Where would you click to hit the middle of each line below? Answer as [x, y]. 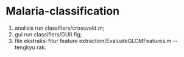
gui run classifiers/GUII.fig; [48, 34]
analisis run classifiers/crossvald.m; [59, 28]
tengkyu [25, 47]
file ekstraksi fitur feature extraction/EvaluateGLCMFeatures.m [93, 41]
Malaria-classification [63, 11]
